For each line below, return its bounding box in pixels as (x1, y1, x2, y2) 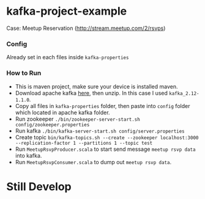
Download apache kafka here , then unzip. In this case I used (15, 89, 168, 96)
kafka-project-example (6, 4, 127, 18)
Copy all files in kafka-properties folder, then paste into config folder (15, 102, 190, 109)
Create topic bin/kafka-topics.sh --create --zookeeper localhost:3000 (15, 133, 199, 141)
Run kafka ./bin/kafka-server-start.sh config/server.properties (15, 127, 185, 134)
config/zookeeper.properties (15, 121, 90, 128)
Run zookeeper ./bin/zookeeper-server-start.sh (15, 115, 141, 123)
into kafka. (15, 151, 42, 159)
